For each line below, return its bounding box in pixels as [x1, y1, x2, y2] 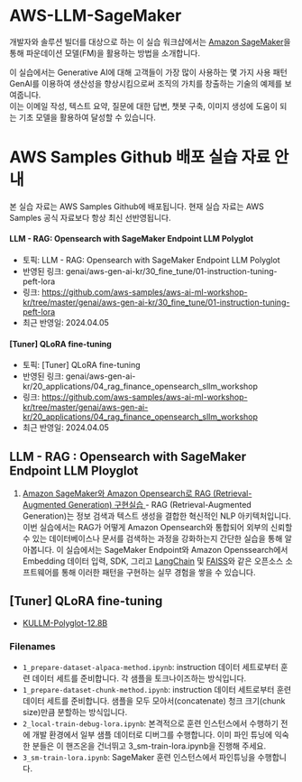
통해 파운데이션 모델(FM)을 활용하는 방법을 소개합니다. [9, 47, 201, 59]
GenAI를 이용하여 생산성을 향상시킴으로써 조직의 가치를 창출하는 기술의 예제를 [9, 78, 282, 88]
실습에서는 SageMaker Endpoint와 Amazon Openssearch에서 [66, 545, 288, 556]
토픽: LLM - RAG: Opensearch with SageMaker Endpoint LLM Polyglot [22, 254, 281, 266]
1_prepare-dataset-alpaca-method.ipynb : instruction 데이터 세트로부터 [22, 662, 279, 673]
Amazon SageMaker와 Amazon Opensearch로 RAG [22, 488, 212, 499]
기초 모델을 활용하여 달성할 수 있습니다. [18, 112, 156, 123]
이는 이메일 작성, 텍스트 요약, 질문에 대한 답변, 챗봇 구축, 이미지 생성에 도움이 [9, 100, 278, 111]
